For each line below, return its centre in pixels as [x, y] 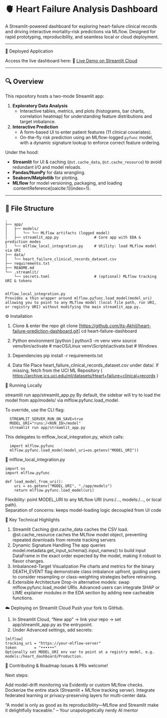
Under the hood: [22, 152]
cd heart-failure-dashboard [109, 331]
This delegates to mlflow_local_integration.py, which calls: [65, 436]
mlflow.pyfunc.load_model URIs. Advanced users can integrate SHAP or [86, 587]
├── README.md [20, 268]
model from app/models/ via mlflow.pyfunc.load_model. [62, 400]
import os [15, 468]
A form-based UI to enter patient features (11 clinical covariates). [86, 132]
